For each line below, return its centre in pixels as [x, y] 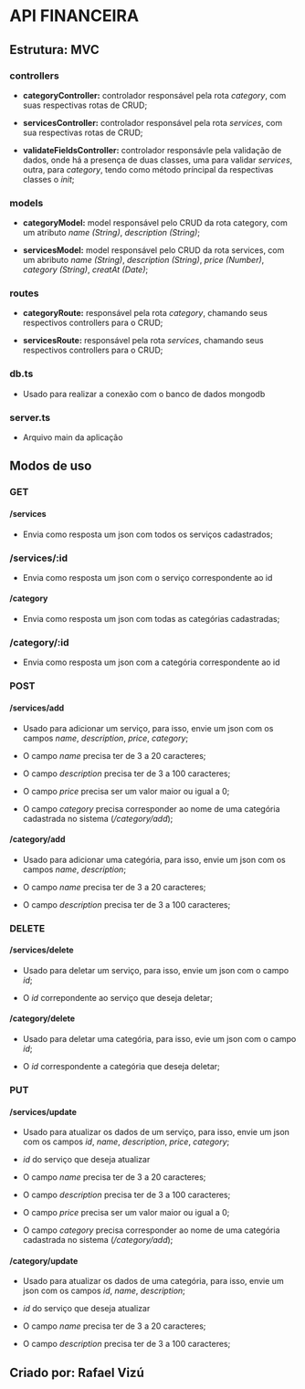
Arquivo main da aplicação [73, 437]
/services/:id [39, 558]
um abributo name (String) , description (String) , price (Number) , [143, 260]
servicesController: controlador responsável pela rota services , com [152, 122]
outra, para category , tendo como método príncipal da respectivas [148, 169]
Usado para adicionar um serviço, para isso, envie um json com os [148, 728]
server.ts [30, 417]
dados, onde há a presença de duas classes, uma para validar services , [158, 160]
